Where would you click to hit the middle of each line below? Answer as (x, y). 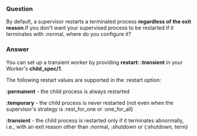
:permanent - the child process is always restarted (68, 91)
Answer (18, 49)
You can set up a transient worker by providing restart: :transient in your (95, 62)
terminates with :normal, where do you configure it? (69, 34)
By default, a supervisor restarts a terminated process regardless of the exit (99, 22)
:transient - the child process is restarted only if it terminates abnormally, (95, 120)
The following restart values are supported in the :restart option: (84, 80)
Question (20, 9)
